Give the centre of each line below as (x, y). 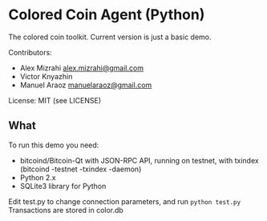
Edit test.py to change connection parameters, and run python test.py (125, 201)
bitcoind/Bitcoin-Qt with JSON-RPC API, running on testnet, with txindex (139, 160)
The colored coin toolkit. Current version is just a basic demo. (110, 37)
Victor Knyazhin (46, 76)
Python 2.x (38, 177)
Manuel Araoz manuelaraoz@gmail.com (86, 85)
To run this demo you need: (54, 145)
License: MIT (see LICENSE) (55, 100)
